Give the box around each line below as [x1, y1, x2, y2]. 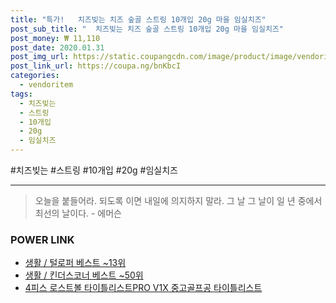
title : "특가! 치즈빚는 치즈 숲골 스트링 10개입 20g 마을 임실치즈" [10, 14, 267, 25]
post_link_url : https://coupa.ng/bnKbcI [10, 61, 182, 71]
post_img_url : [10, 52, 70, 62]
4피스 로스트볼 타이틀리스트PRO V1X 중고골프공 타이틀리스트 [24, 282, 263, 294]
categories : [10, 71, 60, 81]
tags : [10, 89, 33, 99]
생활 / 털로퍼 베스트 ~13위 [24, 257, 127, 269]
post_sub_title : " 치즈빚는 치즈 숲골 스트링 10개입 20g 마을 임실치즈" [10, 24, 284, 34]
